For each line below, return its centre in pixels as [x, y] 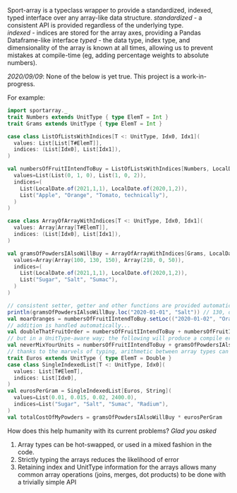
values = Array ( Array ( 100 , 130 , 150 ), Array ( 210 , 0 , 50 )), [99, 260]
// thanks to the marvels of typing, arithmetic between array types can [118, 352]
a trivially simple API [47, 482]
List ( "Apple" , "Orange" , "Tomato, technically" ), [95, 195]
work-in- [194, 76]
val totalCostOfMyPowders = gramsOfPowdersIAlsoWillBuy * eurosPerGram [115, 417]
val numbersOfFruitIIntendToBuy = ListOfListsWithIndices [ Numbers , [109, 169]
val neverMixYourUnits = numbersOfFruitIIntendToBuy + [90, 345]
